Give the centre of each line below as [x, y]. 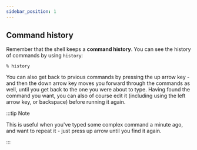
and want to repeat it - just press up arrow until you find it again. [84, 131]
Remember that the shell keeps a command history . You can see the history [98, 49]
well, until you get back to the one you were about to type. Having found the [98, 90]
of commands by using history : [45, 56]
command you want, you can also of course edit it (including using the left [96, 96]
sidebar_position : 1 [31, 11]
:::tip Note [18, 113]
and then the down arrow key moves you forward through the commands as [98, 83]
